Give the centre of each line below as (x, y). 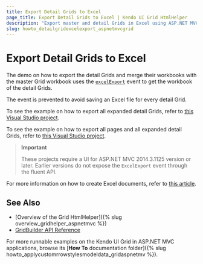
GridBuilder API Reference (47, 230)
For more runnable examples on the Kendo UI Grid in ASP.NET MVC (90, 241)
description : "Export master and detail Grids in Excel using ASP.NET (97, 23)
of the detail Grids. (29, 88)
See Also (23, 203)
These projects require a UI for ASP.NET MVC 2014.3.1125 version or (106, 159)
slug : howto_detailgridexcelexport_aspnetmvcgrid (70, 29)
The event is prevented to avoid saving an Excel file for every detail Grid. (97, 99)
